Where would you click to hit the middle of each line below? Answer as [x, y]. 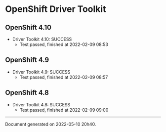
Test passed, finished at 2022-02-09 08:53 [64, 44]
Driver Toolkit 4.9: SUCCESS [41, 72]
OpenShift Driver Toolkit [56, 9]
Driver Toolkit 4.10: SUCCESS [42, 39]
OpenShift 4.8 [27, 93]
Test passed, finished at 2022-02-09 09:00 [64, 110]
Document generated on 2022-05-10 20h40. [51, 124]
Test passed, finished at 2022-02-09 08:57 [64, 77]
